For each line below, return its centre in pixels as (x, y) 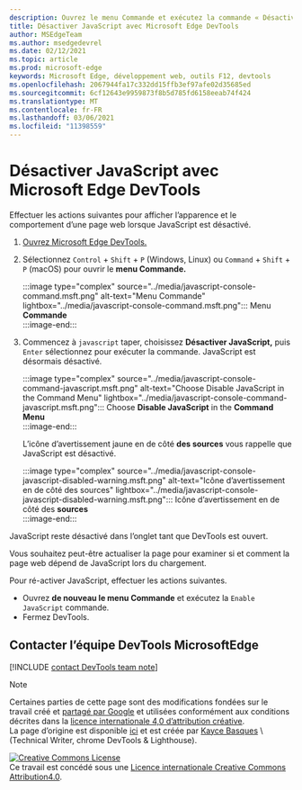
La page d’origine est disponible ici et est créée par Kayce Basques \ (136, 731)
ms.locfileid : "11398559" (58, 127)
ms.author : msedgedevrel (56, 43)
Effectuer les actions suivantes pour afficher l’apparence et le (123, 215)
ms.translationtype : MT (54, 101)
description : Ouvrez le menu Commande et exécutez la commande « (134, 18)
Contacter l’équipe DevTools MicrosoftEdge (134, 646)
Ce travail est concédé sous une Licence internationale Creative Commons (147, 767)
